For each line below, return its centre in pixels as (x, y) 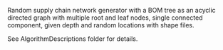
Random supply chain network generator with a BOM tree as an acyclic (111, 10)
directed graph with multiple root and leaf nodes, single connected (105, 18)
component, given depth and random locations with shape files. (101, 25)
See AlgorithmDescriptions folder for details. (73, 39)
